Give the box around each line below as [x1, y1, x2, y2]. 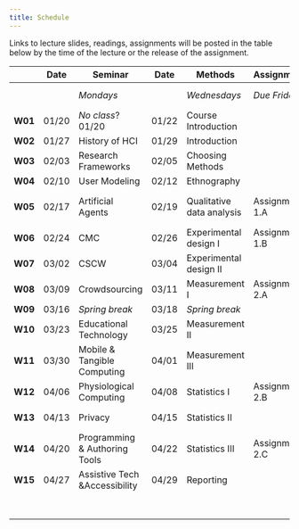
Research [78, 149, 118, 161]
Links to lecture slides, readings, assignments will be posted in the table [9, 37, 273, 48]
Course [186, 109, 218, 121]
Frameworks [78, 160, 131, 172]
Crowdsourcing [78, 283, 143, 295]
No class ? [78, 109, 120, 121]
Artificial [78, 194, 114, 207]
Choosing [186, 149, 227, 161]
